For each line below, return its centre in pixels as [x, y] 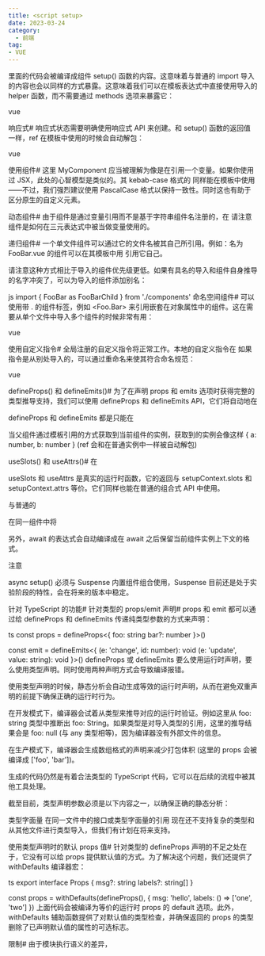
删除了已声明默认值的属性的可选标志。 [70, 927]
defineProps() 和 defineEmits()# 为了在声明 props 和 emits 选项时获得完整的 [132, 391]
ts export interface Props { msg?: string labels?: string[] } [101, 882]
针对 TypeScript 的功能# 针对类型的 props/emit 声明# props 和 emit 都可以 [129, 609]
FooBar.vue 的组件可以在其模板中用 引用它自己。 [88, 253]
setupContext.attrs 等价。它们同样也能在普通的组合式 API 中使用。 [116, 488]
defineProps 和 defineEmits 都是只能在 [71, 418]
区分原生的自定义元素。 [46, 200]
